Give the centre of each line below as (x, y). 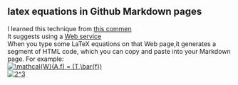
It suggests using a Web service (55, 36)
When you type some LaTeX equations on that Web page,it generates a (112, 44)
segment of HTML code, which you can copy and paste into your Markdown (119, 51)
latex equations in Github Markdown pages (105, 12)
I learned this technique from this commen (69, 28)
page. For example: (36, 59)
